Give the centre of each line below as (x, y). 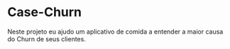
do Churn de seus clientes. (47, 38)
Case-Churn (45, 12)
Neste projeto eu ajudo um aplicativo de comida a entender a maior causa (115, 31)
